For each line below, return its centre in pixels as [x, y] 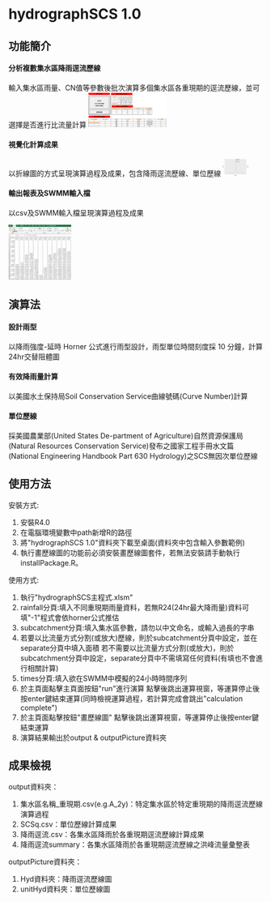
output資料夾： [34, 786]
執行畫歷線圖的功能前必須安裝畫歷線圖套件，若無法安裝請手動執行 [130, 553]
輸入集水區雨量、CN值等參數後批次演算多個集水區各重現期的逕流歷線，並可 [134, 88]
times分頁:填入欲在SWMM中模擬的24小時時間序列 [104, 678]
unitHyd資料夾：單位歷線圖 [65, 889]
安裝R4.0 [35, 522]
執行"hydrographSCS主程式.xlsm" [76, 597]
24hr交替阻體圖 [34, 357]
